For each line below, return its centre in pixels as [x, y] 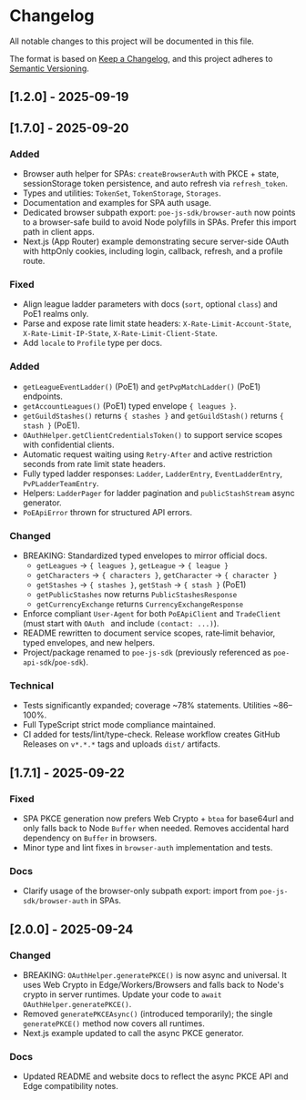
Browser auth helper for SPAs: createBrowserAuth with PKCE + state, [151, 174]
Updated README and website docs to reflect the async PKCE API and [155, 1076]
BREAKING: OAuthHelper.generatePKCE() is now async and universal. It [154, 974]
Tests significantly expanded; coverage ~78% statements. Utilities [147, 706]
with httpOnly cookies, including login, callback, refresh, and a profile [153, 251]
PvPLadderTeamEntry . [61, 483]
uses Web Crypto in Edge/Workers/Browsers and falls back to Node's [153, 984]
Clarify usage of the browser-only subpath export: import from [140, 891]
